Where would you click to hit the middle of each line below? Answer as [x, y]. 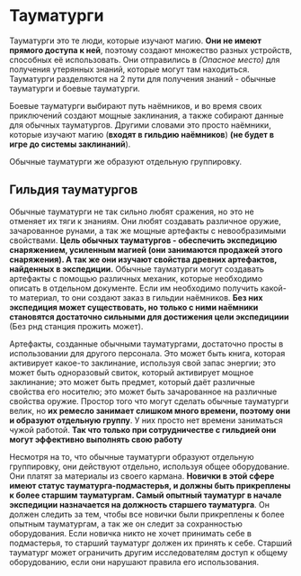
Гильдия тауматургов [74, 190]
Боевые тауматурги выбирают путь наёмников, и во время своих [136, 105]
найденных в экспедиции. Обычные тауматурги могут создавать [137, 269]
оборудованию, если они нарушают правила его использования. [134, 562]
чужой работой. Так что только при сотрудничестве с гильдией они [143, 429]
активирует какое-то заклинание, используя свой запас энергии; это [143, 363]
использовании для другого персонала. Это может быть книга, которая [147, 353]
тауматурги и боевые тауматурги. [75, 88]
